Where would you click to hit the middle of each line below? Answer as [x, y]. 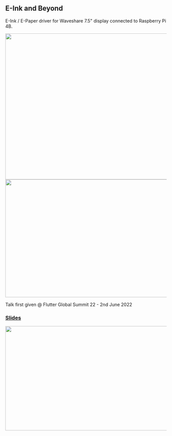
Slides [13, 318]
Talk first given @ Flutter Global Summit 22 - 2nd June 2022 [69, 304]
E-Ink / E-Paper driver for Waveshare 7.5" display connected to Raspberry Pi [86, 20]
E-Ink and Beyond [34, 8]
